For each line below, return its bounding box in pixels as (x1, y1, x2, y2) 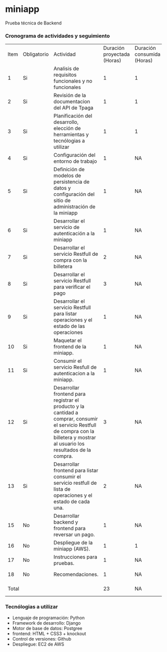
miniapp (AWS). (53, 545, 90, 552)
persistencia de (53, 178, 90, 185)
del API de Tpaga (53, 105, 93, 111)
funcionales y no (53, 78, 93, 85)
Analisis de (53, 65, 80, 72)
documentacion (53, 98, 90, 105)
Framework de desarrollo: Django (12, 620, 81, 626)
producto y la (53, 403, 84, 410)
